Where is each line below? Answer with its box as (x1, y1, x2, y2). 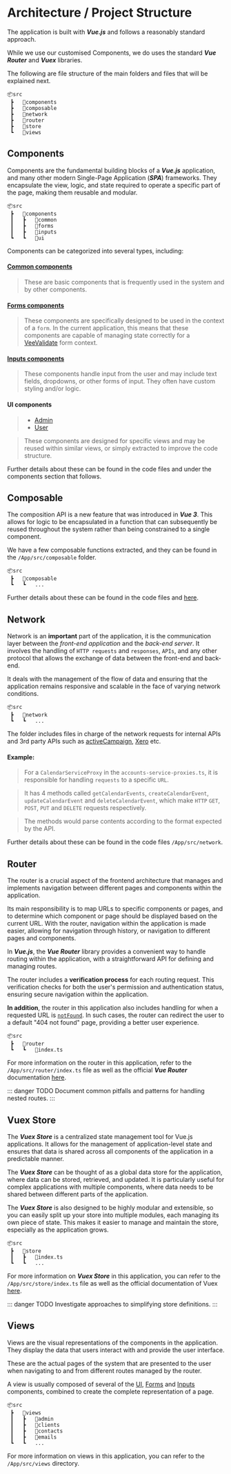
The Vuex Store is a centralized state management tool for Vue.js (7, 1133, 193, 1141)
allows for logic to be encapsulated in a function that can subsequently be (7, 518, 217, 526)
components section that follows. (7, 472, 102, 480)
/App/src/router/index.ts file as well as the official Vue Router (7, 1066, 188, 1075)
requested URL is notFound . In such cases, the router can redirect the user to (7, 1011, 225, 1019)
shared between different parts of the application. (7, 1190, 148, 1198)
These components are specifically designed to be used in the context (23, 316, 225, 325)
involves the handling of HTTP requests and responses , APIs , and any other (7, 647, 217, 655)
